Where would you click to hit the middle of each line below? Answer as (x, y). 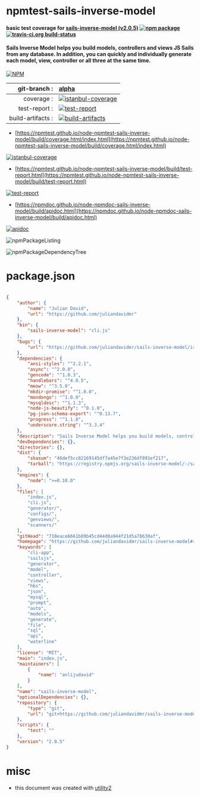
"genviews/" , (44, 519)
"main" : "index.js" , (42, 658)
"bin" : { (28, 325)
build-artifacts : (31, 118)
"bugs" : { (29, 342)
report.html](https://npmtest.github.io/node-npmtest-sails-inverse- (97, 175)
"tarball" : (41, 464)
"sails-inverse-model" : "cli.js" (69, 331)
